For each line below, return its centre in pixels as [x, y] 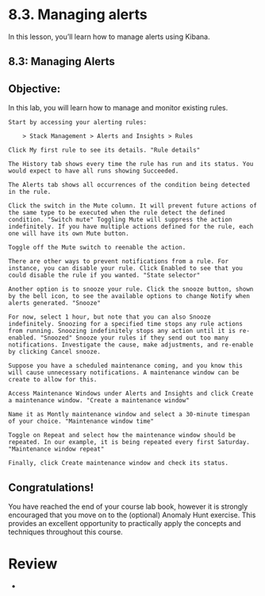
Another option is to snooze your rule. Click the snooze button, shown [131, 289]
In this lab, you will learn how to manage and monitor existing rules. [118, 108]
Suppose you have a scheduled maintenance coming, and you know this [126, 366]
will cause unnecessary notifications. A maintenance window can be [124, 373]
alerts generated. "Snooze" [55, 304]
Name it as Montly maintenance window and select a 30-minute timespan [129, 415]
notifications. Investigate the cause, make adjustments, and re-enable [131, 345]
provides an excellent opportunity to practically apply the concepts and [125, 523]
